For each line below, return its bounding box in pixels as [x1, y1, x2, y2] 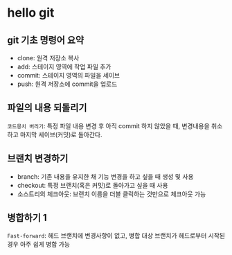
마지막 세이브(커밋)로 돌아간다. [19, 130, 102, 139]
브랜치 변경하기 [7, 152, 69, 164]
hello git [7, 5, 55, 21]
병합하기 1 [7, 212, 47, 224]
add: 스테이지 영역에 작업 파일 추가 [17, 62, 111, 71]
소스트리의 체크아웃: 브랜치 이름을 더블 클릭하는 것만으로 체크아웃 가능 [17, 189, 206, 198]
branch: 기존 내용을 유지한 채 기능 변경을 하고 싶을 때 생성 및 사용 [17, 172, 194, 181]
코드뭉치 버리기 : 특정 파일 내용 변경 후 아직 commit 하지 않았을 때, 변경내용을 [7, 121, 210, 130]
